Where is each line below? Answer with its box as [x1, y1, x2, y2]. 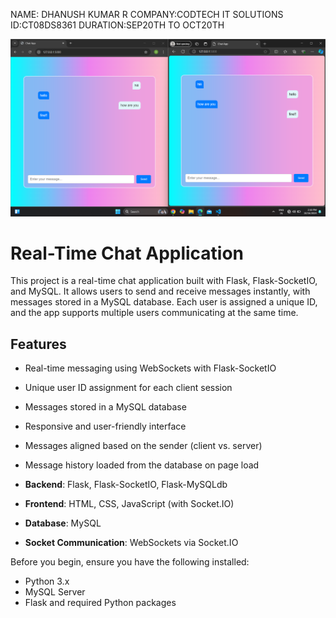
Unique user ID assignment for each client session [24, 382, 233, 394]
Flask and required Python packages [24, 597, 177, 609]
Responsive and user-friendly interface [24, 420, 187, 433]
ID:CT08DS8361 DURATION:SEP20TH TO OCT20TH [10, 19, 225, 31]
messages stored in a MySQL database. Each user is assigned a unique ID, [10, 296, 318, 308]
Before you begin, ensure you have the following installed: [10, 556, 250, 568]
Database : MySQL [24, 517, 102, 529]
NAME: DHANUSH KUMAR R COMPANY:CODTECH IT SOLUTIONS [10, 9, 284, 20]
